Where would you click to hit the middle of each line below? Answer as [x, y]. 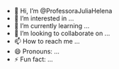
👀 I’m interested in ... [44, 18]
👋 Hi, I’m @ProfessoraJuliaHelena [63, 11]
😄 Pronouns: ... [37, 51]
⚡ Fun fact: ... [33, 59]
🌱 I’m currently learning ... [52, 26]
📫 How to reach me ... [47, 41]
